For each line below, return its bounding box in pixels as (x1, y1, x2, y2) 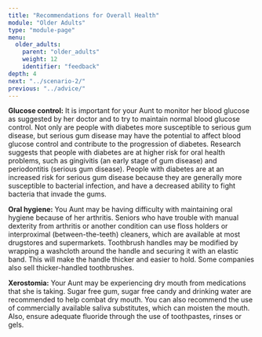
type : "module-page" (8, 26, 76, 34)
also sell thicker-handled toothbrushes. (8, 263, 135, 273)
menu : (8, 33, 26, 42)
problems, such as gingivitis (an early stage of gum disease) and (8, 156, 217, 166)
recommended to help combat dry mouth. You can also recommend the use (8, 295, 253, 305)
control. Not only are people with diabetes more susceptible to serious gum (8, 123, 252, 132)
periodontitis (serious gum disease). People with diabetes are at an (8, 164, 225, 174)
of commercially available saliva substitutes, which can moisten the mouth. (8, 303, 250, 313)
